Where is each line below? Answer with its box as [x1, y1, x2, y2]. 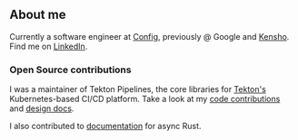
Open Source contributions [9, 63, 132, 76]
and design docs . [9, 103, 74, 114]
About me [9, 7, 66, 23]
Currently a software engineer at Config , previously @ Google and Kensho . [9, 31, 290, 42]
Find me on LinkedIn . [9, 41, 88, 51]
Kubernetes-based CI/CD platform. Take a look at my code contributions [9, 94, 281, 105]
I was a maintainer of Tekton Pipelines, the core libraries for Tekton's [9, 84, 266, 95]
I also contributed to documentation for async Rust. [9, 121, 202, 132]
